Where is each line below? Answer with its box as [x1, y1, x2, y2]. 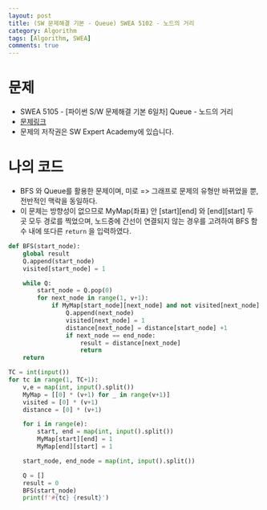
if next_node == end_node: [65, 331, 156, 340]
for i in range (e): [22, 420, 88, 428]
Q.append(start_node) [22, 257, 95, 265]
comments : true [8, 42, 59, 50]
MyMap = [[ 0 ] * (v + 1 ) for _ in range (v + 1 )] [22, 390, 171, 398]
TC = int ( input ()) [8, 369, 70, 377]
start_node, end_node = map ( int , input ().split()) [22, 457, 196, 465]
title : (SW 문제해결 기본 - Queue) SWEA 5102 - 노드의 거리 [8, 19, 195, 27]
